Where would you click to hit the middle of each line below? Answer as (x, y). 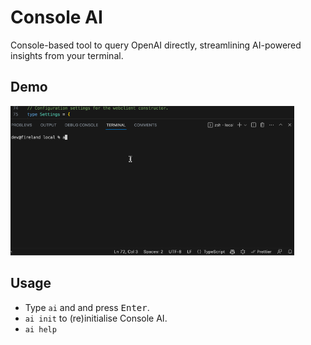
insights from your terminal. (67, 55)
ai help (40, 329)
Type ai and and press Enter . (87, 307)
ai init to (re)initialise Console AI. (96, 318)
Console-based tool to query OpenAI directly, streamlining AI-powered (156, 45)
